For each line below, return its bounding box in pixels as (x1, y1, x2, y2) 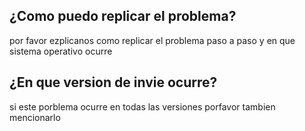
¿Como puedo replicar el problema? (9, 8, 237, 25)
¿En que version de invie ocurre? (9, 74, 218, 91)
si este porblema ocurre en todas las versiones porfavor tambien (9, 100, 276, 113)
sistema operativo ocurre (9, 45, 113, 57)
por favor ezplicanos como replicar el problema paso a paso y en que (9, 34, 296, 46)
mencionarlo (9, 111, 61, 123)
